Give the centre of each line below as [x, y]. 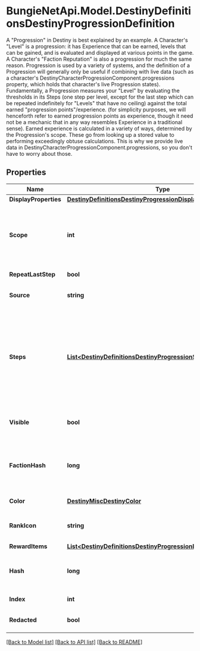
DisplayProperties [35, 199]
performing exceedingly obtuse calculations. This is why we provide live [95, 141]
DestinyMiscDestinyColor [104, 501]
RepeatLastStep [32, 274]
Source [20, 295]
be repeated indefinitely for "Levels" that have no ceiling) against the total [97, 103]
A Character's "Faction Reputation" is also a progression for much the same [99, 59]
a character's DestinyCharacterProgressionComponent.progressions [90, 78]
